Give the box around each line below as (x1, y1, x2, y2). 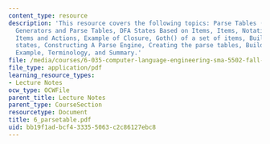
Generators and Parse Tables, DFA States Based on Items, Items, (15, 26, 239, 34)
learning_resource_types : (8, 71, 95, 79)
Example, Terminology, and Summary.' (15, 49, 142, 57)
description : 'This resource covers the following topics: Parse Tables (8, 19, 257, 27)
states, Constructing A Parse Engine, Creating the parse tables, (15, 42, 243, 50)
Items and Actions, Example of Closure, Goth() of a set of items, (15, 34, 247, 42)
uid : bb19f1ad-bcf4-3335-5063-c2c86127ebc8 (8, 123, 157, 131)
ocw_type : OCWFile (8, 86, 70, 94)
